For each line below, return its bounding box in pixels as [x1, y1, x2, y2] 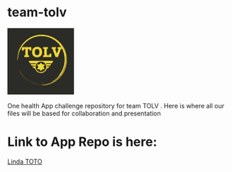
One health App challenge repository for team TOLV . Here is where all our [7, 101, 225, 110]
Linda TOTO [7, 157, 43, 166]
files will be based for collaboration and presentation [7, 109, 161, 117]
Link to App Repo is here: [7, 134, 158, 150]
